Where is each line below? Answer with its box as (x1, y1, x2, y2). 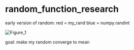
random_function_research (5, 3, 119, 15)
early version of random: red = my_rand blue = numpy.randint (5, 20, 130, 26)
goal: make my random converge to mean (5, 39, 90, 45)
